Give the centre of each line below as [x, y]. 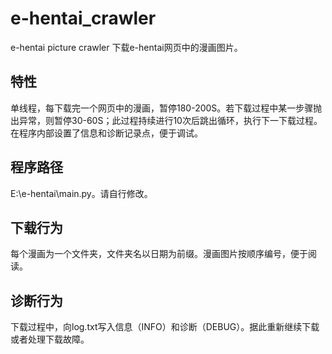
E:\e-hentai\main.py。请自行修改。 [81, 193]
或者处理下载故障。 [50, 339]
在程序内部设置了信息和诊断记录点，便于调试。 [106, 133]
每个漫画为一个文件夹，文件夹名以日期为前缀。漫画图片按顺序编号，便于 [159, 254]
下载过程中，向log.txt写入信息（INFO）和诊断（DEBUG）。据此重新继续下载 [165, 327]
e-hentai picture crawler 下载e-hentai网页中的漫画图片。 [126, 47]
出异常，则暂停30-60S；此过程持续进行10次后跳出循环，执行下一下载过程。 [166, 120]
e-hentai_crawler [83, 18]
